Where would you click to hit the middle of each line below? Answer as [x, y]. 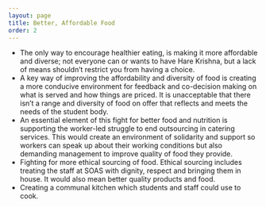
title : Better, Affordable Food [62, 23]
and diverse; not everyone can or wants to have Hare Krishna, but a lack [138, 61]
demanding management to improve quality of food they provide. [126, 154]
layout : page [30, 15]
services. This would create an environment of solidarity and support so [137, 137]
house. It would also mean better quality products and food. [118, 179]
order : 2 [23, 30]
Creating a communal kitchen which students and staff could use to [130, 188]
